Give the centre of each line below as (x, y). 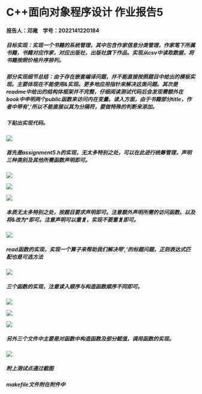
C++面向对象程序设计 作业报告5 (85, 12)
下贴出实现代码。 (27, 123)
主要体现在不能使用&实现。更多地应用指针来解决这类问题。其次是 (97, 84)
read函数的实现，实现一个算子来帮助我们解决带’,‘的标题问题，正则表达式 (96, 249)
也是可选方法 (27, 257)
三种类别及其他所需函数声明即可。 (48, 160)
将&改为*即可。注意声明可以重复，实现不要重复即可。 (73, 220)
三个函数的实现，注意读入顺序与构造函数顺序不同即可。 (74, 286)
